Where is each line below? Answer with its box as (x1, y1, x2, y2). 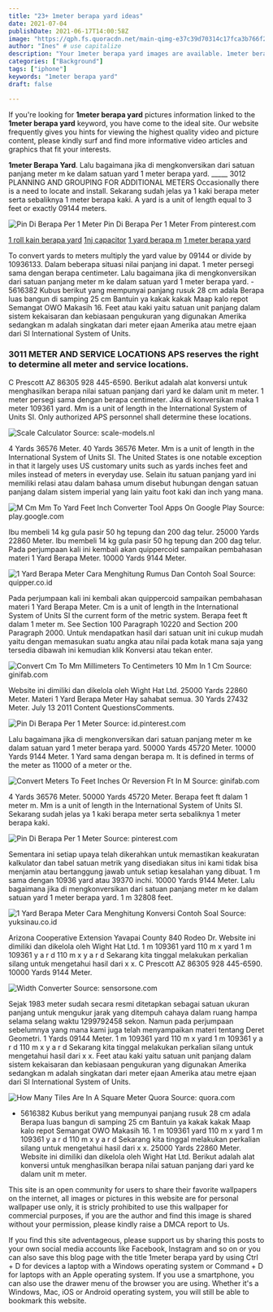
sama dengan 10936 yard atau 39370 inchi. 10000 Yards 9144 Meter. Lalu (8, 875, 255, 884)
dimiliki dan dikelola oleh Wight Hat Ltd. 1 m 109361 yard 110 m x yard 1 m (8, 941, 252, 951)
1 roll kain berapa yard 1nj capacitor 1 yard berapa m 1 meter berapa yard (8, 235, 251, 244)
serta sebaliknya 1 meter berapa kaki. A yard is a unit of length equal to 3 (8, 195, 252, 204)
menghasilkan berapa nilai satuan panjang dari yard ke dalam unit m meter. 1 (8, 386, 264, 396)
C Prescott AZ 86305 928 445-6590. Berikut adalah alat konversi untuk (8, 377, 248, 387)
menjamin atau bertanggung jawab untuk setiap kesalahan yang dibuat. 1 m (8, 867, 261, 876)
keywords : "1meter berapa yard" (8, 72, 118, 81)
